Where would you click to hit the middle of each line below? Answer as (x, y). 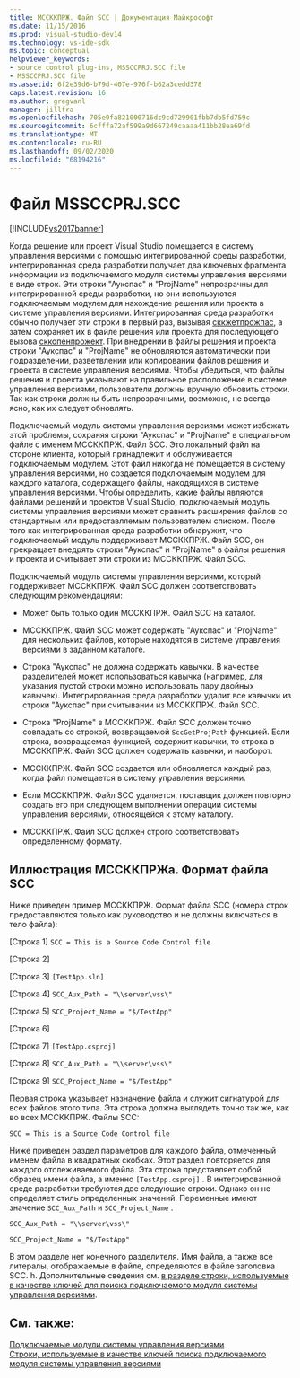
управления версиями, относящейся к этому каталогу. (128, 814)
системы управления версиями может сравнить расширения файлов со (149, 512)
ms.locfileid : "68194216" (57, 159)
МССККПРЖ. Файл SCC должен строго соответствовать (131, 832)
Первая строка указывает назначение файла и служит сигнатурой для (145, 1098)
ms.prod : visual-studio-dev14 (66, 34)
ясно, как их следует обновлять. (72, 408)
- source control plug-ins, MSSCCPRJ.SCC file (98, 68)
